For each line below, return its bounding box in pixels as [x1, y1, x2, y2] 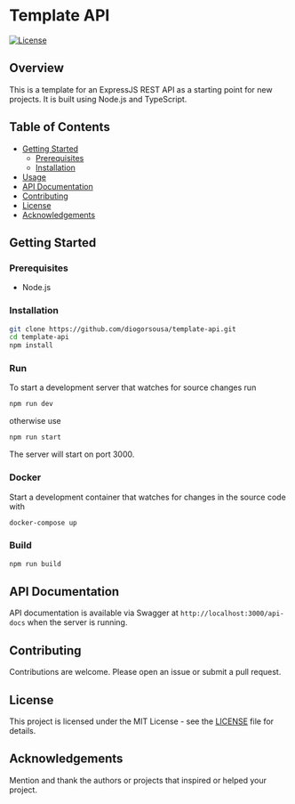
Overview [9, 61, 65, 76]
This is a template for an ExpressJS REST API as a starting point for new [9, 84, 273, 94]
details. [9, 726, 36, 735]
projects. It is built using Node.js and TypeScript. [9, 93, 187, 104]
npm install [9, 341, 53, 350]
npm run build [9, 559, 62, 568]
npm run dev [9, 400, 53, 409]
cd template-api [9, 333, 69, 342]
